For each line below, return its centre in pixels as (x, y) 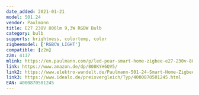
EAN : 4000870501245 (30, 83)
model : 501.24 (24, 17)
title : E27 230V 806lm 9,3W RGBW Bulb (54, 28)
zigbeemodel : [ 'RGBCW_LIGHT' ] (44, 45)
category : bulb (25, 34)
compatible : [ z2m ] (29, 50)
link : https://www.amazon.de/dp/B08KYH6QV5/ (62, 66)
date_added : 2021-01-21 (36, 12)
